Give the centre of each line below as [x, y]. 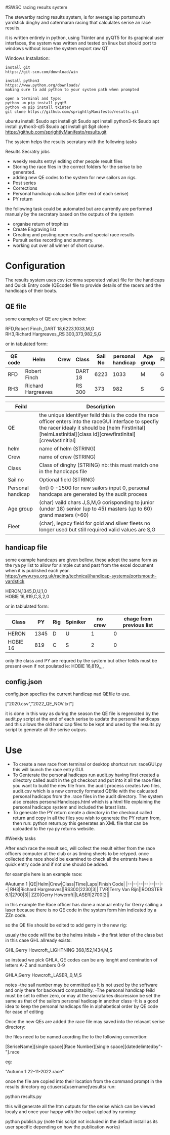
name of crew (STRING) [68, 456]
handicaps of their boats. [31, 290]
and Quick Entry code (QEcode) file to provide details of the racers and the [83, 285]
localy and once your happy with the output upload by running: [71, 1112]
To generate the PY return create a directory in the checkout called [82, 813]
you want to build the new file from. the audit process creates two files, [87, 786]
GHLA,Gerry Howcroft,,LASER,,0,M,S [44, 975]
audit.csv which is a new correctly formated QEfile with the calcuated [85, 791]
